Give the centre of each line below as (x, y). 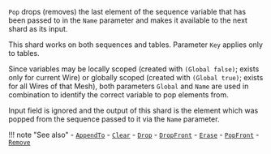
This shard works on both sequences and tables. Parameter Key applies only (136, 45)
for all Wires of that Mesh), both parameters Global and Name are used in (129, 86)
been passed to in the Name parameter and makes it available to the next (128, 20)
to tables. (24, 53)
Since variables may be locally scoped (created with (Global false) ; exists (134, 69)
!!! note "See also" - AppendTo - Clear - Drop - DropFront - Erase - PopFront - (134, 135)
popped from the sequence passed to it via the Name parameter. (114, 119)
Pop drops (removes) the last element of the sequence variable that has (127, 12)
